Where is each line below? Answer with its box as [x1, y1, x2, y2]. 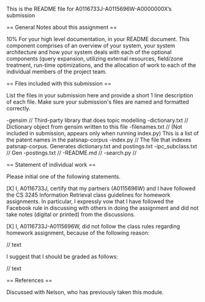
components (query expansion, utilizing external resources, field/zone [6, 55, 184, 62]
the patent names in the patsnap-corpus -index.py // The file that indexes [6, 136, 192, 143]
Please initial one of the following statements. [6, 173, 121, 180]
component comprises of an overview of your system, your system [6, 42, 176, 49]
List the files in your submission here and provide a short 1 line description [6, 92, 194, 99]
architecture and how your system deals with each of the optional [6, 48, 172, 56]
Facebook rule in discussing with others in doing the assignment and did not [6, 205, 199, 211]
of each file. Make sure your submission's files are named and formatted [6, 98, 190, 105]
